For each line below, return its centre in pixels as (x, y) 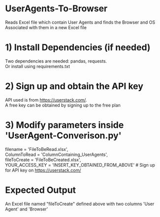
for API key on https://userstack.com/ (43, 170)
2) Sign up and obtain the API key (74, 86)
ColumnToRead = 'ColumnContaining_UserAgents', (57, 154)
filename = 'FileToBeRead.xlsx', (37, 149)
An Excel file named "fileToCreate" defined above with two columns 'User (80, 204)
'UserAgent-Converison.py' (63, 136)
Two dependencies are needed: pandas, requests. (56, 61)
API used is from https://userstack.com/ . (46, 100)
